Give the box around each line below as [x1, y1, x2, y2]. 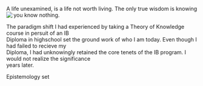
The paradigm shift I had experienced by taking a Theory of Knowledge [6, 23, 185, 30]
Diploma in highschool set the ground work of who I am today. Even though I [6, 36, 197, 43]
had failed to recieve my [6, 42, 67, 49]
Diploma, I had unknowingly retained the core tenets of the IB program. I [6, 49, 187, 56]
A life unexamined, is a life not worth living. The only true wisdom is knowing [6, 5, 198, 12]
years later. [6, 61, 35, 69]
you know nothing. [13, 11, 60, 19]
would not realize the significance [6, 55, 91, 62]
